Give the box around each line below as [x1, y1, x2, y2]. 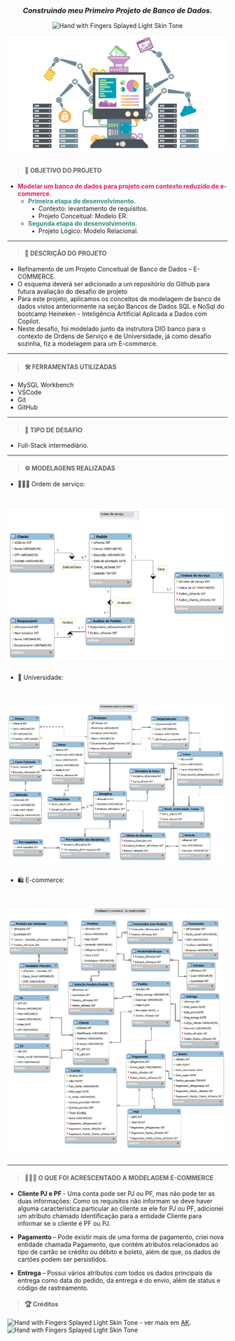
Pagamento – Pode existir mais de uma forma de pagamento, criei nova [17, 1232, 224, 1241]
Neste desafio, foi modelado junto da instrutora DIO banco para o [17, 325, 206, 333]
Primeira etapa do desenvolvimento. [27, 196, 136, 205]
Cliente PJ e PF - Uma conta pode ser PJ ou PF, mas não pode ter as [17, 1189, 215, 1198]
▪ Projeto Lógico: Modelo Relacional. [31, 227, 138, 235]
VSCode [17, 388, 42, 396]
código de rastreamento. [17, 1283, 89, 1292]
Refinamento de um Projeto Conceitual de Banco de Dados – [17, 265, 192, 274]
